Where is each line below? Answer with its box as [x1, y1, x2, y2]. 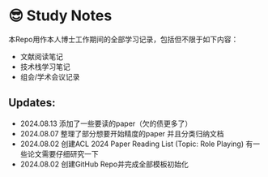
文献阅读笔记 [19, 51, 63, 61]
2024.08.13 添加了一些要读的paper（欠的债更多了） [19, 119, 193, 128]
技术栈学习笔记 [19, 62, 70, 71]
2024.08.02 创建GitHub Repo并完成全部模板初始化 [19, 159, 189, 169]
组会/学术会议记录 [19, 71, 80, 81]
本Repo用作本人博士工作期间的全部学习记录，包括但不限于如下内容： [8, 34, 239, 44]
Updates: [8, 96, 56, 110]
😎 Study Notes [8, 6, 113, 25]
